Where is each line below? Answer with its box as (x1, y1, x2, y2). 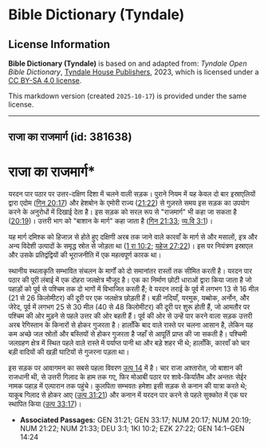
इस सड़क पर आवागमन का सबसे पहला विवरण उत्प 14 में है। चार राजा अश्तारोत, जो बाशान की (8, 363, 242, 373)
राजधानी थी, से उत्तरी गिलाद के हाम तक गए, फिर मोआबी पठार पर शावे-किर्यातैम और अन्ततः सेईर (8, 372, 247, 382)
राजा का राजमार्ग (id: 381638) (8, 130, 132, 144)
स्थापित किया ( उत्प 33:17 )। (8, 399, 82, 409)
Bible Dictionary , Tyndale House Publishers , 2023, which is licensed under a (8, 67, 259, 77)
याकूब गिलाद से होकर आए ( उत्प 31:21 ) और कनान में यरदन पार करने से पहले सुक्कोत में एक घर (8, 390, 247, 400)
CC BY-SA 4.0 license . (8, 76, 82, 85)
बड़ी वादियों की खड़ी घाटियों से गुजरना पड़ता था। (8, 347, 130, 357)
